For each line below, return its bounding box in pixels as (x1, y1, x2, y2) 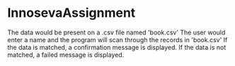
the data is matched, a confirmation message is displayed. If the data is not (7, 43, 227, 51)
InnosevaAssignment (7, 5, 136, 21)
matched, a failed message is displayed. (7, 51, 125, 59)
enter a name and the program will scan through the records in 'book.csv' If (7, 35, 228, 44)
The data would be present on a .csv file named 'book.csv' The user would (7, 28, 226, 37)
